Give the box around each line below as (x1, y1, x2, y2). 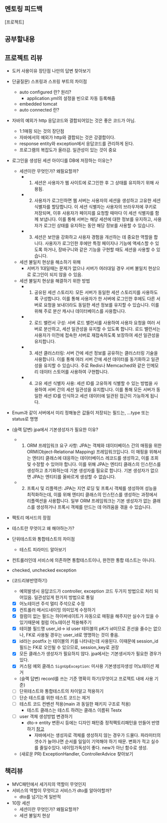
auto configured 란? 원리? (19, 89, 72, 95)
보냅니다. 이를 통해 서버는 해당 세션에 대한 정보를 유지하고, (39, 216, 153, 222)
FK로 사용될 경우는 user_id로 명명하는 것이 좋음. (26, 632, 120, 638)
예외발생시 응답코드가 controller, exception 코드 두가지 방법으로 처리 (19, 588, 154, 594)
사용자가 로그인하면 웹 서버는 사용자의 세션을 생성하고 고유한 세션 (34, 197, 161, 203)
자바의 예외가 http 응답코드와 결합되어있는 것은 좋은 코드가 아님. (11, 117, 136, 123)
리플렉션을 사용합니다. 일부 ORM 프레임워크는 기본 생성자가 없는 (26, 498, 152, 504)
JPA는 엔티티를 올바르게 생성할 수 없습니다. (32, 474, 116, 480)
